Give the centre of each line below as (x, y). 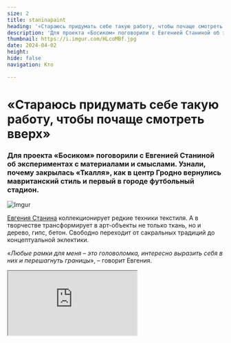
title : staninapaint (37, 20)
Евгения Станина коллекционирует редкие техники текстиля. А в (103, 218)
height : (18, 52)
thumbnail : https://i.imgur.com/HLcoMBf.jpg (72, 39)
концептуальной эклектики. (48, 240)
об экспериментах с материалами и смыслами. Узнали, (107, 164)
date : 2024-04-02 (32, 45)
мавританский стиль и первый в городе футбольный (101, 181)
